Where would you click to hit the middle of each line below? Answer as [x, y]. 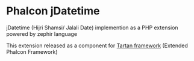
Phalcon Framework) [32, 51]
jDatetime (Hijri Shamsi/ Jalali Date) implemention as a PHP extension [92, 28]
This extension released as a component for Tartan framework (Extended [97, 45]
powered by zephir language [42, 33]
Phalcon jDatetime [53, 11]
